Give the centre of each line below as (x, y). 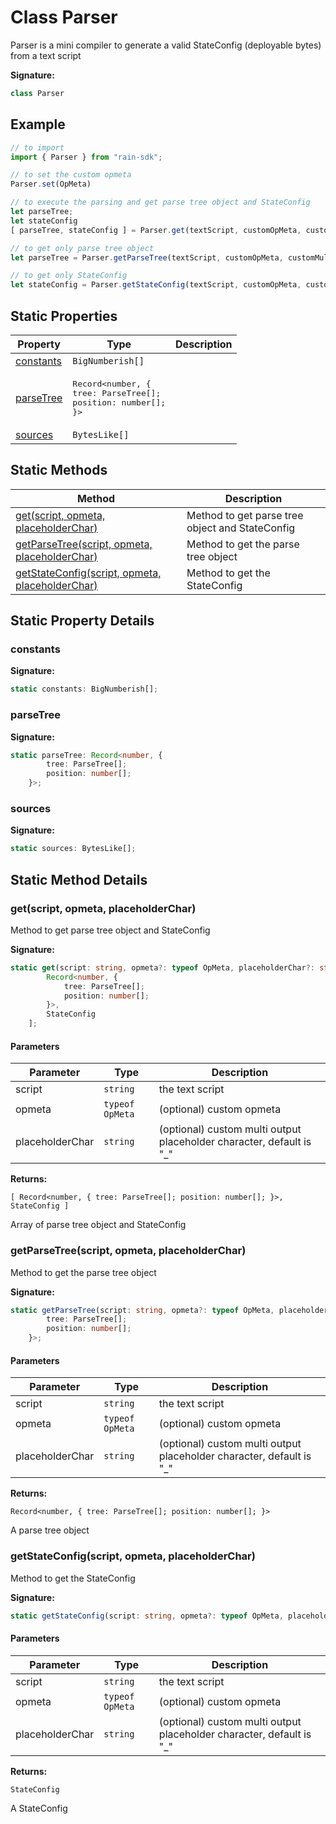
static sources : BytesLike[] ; (73, 849)
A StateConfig (39, 1808)
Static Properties (64, 316)
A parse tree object (50, 1530)
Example (38, 124)
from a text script (46, 55)
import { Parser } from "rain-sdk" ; (86, 157)
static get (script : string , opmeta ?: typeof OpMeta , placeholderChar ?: (162, 967)
